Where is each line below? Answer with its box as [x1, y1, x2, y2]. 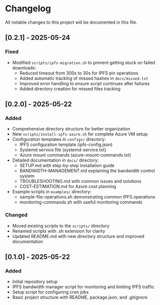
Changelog [5, 3, 51, 14]
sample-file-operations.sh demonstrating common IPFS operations [19, 194, 156, 200]
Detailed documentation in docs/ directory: [12, 157, 99, 163]
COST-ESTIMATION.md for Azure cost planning [19, 183, 117, 190]
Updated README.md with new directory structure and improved [12, 233, 144, 239]
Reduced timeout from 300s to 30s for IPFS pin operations [19, 70, 139, 76]
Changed [5, 211, 28, 218]
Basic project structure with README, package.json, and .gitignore [12, 294, 148, 301]
